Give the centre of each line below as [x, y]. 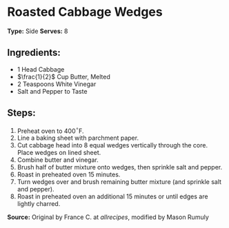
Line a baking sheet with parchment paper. [78, 138]
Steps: [21, 113]
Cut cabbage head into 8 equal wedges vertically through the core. [112, 145]
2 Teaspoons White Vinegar [57, 84]
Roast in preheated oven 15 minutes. [69, 175]
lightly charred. [39, 204]
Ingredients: [34, 53]
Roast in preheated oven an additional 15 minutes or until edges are [112, 196]
